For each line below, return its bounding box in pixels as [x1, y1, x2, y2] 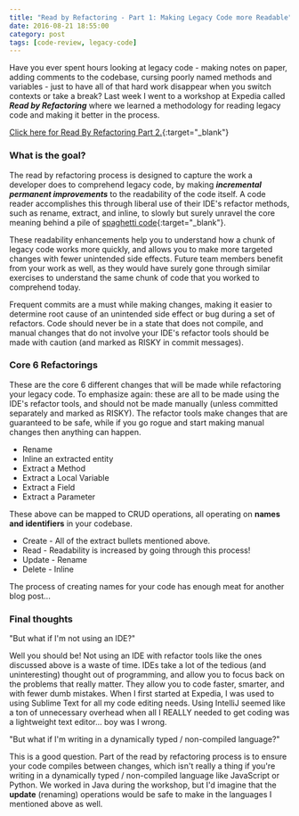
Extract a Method [21, 463, 86, 474]
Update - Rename [21, 554, 87, 565]
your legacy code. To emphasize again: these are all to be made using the [9, 389, 280, 400]
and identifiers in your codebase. [9, 518, 133, 529]
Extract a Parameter [21, 491, 96, 502]
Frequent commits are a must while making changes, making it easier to [9, 299, 273, 309]
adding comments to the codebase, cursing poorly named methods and [9, 72, 272, 83]
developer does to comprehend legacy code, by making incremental [9, 179, 263, 190]
